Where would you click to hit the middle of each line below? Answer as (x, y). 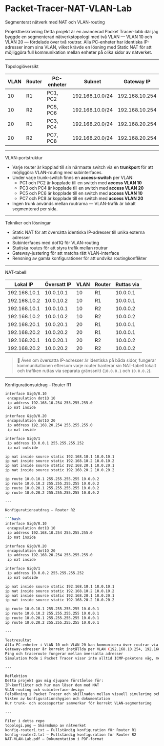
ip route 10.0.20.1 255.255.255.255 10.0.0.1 (52, 618)
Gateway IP (137, 81)
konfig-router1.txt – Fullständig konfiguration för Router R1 (71, 730)
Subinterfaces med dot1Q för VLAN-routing (55, 242)
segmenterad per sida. (35, 209)
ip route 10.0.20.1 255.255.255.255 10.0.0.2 (52, 488)
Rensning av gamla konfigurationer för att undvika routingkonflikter (80, 258)
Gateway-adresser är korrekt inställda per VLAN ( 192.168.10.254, (74, 649)
